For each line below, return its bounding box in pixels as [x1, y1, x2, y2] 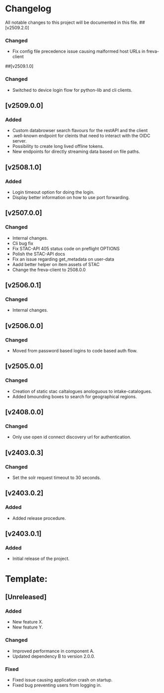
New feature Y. [12, 624, 43, 630]
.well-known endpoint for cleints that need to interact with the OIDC [12, 133, 151, 139]
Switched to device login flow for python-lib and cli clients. [12, 87, 133, 93]
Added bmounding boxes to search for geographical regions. [12, 393, 137, 400]
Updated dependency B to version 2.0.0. [12, 653, 95, 659]
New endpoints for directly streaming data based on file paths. [12, 148, 140, 154]
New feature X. [12, 619, 44, 625]
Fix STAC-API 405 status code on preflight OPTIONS [12, 245, 120, 251]
